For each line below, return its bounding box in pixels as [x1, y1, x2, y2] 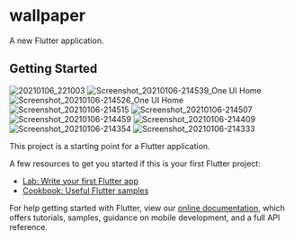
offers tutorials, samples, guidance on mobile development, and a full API [9, 212, 281, 223]
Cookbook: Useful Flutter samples [22, 185, 149, 196]
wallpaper [9, 5, 86, 26]
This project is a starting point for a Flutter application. [9, 140, 210, 151]
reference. [9, 221, 48, 232]
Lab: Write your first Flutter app [22, 175, 139, 186]
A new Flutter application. [9, 35, 104, 46]
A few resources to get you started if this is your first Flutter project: [9, 158, 261, 169]
